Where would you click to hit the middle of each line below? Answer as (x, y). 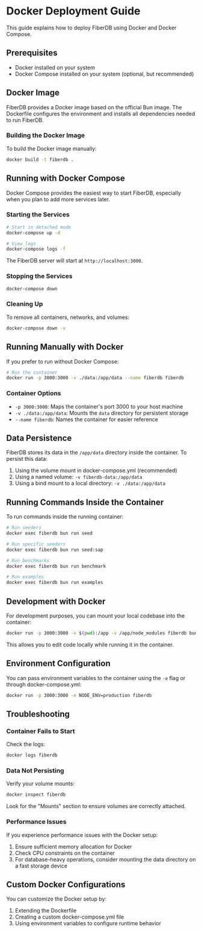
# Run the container (32, 372)
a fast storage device (41, 866)
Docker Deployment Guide (73, 11)
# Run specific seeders (36, 544)
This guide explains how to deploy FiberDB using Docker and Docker (91, 28)
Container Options (34, 394)
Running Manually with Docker (65, 347)
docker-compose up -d (33, 232)
